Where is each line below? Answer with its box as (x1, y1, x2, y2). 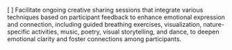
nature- (203, 21, 224, 28)
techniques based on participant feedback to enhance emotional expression (7, 13, 226, 21)
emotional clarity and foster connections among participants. (7, 35, 182, 43)
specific (7, 27, 31, 36)
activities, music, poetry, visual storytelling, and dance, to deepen (31, 27, 219, 36)
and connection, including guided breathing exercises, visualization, (7, 21, 202, 28)
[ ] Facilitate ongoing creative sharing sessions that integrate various (7, 6, 204, 14)
